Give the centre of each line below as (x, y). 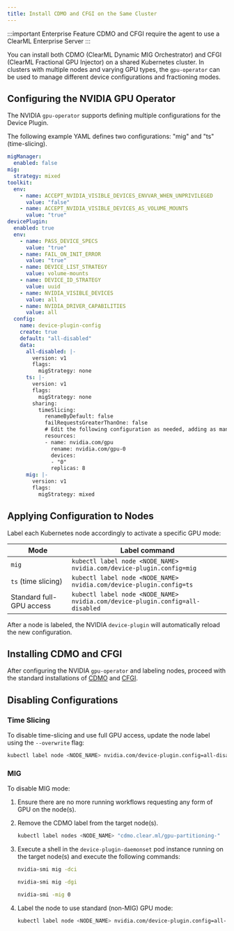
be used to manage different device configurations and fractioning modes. (114, 77)
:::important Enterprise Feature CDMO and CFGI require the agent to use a (114, 34)
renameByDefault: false (79, 416)
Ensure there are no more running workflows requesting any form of (115, 802)
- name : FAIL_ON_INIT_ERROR (60, 254)
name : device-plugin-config (60, 325)
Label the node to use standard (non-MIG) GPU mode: (95, 908)
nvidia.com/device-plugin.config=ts (133, 585)
